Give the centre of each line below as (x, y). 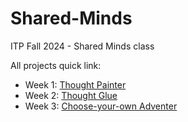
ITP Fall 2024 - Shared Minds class (82, 46)
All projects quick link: (56, 65)
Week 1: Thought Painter (75, 84)
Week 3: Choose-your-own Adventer (101, 106)
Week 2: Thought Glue (71, 95)
